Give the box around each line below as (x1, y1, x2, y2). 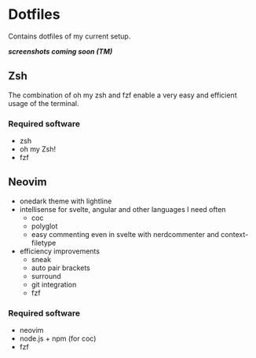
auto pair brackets (31, 263, 90, 272)
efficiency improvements (19, 246, 101, 256)
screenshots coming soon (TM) (8, 46, 113, 56)
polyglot (31, 221, 58, 231)
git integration (31, 279, 77, 289)
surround (31, 271, 61, 280)
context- (221, 229, 249, 239)
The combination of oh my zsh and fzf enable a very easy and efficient (8, 90, 237, 100)
